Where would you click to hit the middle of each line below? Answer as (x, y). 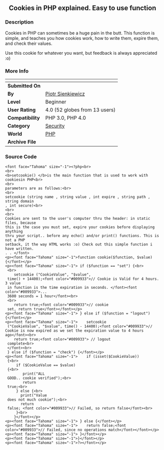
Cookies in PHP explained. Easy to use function (82, 8)
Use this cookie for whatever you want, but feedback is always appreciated (81, 53)
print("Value (34, 396)
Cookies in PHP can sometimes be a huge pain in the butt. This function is (80, 33)
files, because (21, 223)
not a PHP (15, 240)
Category (19, 126)
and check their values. (29, 43)
